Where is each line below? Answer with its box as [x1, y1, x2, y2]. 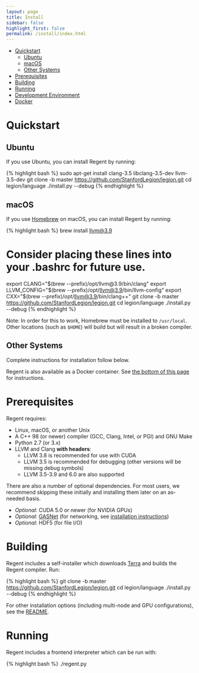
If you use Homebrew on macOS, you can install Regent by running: [6, 215, 172, 222]
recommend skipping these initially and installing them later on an [6, 488, 167, 496]
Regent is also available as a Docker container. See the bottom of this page [6, 367, 190, 375]
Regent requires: [6, 415, 47, 422]
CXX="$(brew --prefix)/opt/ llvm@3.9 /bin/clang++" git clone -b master [6, 292, 179, 300]
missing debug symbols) [23, 464, 84, 471]
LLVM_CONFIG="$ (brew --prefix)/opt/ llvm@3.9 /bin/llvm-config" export [6, 286, 182, 294]
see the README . [6, 608, 49, 615]
